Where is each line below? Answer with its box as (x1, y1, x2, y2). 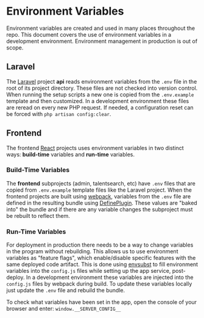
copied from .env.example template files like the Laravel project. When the (6, 186, 192, 193)
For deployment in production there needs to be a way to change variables (6, 241, 194, 248)
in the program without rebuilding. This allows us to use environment (6, 248, 178, 255)
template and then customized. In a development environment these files (6, 97, 189, 104)
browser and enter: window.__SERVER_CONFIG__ (6, 305, 121, 313)
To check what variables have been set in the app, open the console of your (6, 298, 197, 306)
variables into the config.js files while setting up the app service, (6, 267, 171, 275)
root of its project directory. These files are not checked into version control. (6, 84, 198, 92)
